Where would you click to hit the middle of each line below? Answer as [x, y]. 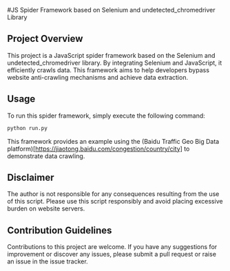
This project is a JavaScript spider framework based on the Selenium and [111, 55]
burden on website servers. [46, 208]
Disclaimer [31, 177]
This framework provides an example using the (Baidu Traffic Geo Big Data [113, 141]
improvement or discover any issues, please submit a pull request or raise [112, 254]
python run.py [28, 128]
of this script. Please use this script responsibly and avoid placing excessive [115, 202]
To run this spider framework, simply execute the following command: [106, 116]
